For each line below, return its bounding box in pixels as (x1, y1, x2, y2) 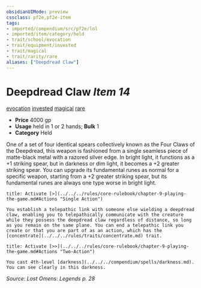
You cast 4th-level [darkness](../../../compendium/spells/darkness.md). (6, 259, 195, 265)
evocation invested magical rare (6, 105, 85, 112)
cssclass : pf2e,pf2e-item (6, 14, 71, 20)
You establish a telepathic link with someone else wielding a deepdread (6, 207, 195, 213)
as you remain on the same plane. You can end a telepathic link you (6, 222, 184, 228)
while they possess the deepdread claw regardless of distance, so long (6, 217, 192, 223)
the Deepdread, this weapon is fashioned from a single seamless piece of (6, 147, 188, 155)
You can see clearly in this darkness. (6, 265, 106, 271)
